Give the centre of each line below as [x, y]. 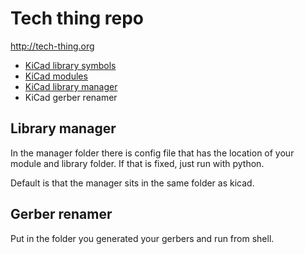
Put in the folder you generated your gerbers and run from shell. [142, 238]
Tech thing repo [77, 18]
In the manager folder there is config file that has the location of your [152, 153]
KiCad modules [56, 76]
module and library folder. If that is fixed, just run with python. [137, 163]
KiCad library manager [71, 86]
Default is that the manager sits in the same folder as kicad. [132, 183]
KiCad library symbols [70, 65]
